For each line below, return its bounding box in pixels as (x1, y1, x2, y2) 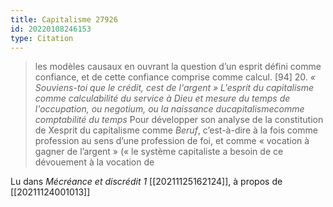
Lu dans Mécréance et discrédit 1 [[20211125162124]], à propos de (10, 176, 283, 188)
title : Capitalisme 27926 (10, 14, 118, 25)
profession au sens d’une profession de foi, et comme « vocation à (34, 135, 310, 147)
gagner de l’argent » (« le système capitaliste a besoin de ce (34, 146, 284, 158)
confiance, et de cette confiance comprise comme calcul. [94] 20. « (34, 71, 316, 83)
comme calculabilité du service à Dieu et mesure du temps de (34, 92, 291, 105)
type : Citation (10, 33, 74, 43)
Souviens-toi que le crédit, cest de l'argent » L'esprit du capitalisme (34, 82, 315, 94)
